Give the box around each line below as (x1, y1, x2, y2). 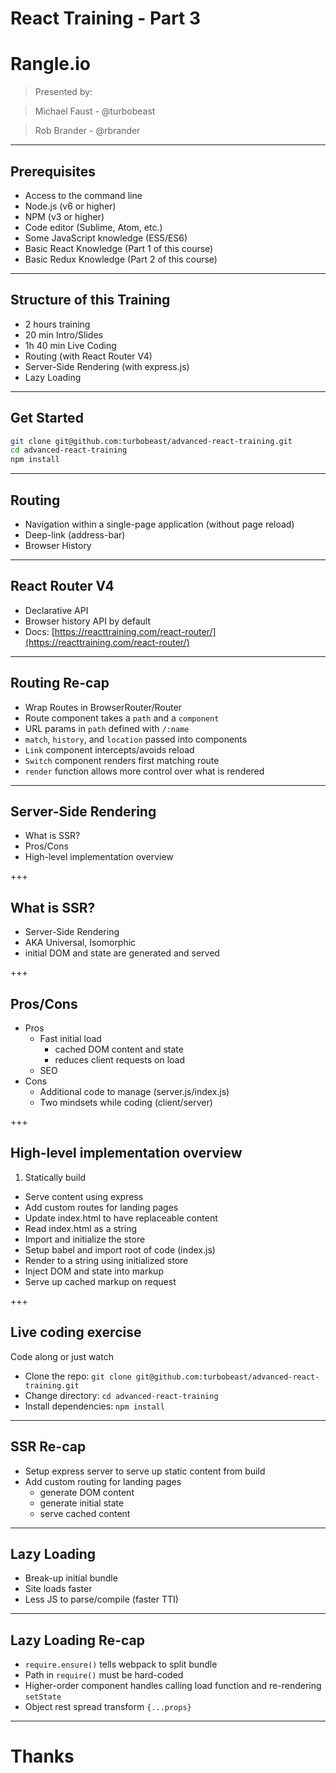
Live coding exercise (10, 1324, 142, 1341)
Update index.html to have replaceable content (24, 1212, 218, 1224)
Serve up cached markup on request (24, 1275, 177, 1287)
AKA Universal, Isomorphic (24, 937, 137, 949)
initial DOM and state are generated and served (24, 947, 220, 959)
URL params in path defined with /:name (24, 722, 190, 734)
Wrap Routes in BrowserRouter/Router (24, 701, 182, 713)
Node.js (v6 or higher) (24, 200, 117, 212)
